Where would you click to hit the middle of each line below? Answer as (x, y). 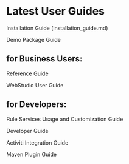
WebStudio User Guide (35, 85)
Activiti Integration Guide (37, 142)
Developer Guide (27, 131)
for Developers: (37, 104)
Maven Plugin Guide (31, 154)
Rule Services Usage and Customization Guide (65, 119)
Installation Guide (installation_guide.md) (57, 28)
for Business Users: (44, 59)
